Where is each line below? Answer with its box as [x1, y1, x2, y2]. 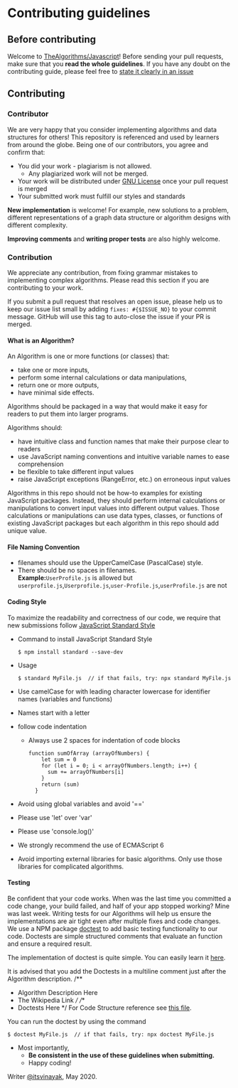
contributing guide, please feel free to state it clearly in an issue [7, 68, 194, 75]
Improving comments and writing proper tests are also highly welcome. [7, 235, 220, 243]
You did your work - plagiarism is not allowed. [17, 161, 152, 170]
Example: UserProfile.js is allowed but [17, 573, 133, 582]
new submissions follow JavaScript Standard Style [7, 620, 156, 630]
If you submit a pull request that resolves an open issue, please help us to [7, 297, 223, 306]
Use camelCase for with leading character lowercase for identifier [17, 687, 211, 696]
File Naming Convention [7, 542, 80, 551]
